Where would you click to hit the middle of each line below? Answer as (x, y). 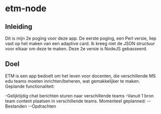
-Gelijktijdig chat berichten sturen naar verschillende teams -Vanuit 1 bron (79, 95)
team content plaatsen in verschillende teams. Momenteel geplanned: (76, 101)
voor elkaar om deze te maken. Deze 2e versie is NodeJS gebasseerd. (76, 49)
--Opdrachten (42, 106)
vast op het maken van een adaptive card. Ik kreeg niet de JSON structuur (80, 44)
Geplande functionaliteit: (30, 86)
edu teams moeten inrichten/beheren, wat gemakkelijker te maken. (73, 81)
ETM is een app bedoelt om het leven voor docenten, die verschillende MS (80, 76)
